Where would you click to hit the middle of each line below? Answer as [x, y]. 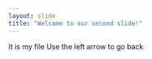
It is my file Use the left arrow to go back [76, 46]
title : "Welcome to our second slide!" [76, 23]
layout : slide [32, 16]
